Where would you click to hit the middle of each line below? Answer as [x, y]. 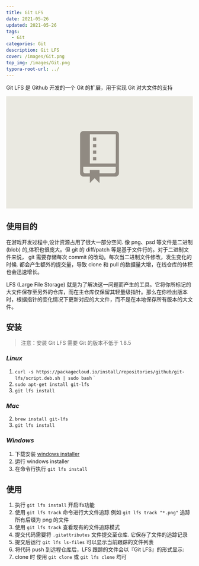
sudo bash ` [81, 378]
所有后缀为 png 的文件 [42, 520]
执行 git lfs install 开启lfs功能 [54, 505]
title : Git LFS [25, 12]
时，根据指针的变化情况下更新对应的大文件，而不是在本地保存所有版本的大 [97, 299]
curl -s [24, 372]
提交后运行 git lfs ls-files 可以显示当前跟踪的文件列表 [84, 542]
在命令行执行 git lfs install [51, 469]
